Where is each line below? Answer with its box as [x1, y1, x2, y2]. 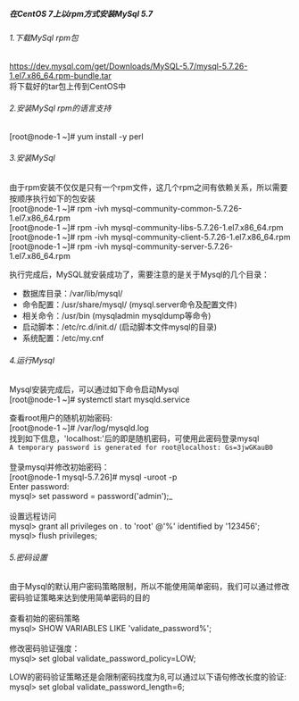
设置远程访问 [9, 511, 56, 522]
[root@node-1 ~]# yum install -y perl [9, 130, 145, 142]
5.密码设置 [9, 552, 47, 563]
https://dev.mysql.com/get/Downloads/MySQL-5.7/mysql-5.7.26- [9, 61, 248, 71]
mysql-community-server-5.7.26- [110, 241, 234, 252]
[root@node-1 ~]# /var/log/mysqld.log [9, 422, 149, 433]
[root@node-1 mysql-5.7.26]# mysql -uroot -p [9, 472, 178, 482]
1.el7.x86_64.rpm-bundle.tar [9, 70, 112, 80]
